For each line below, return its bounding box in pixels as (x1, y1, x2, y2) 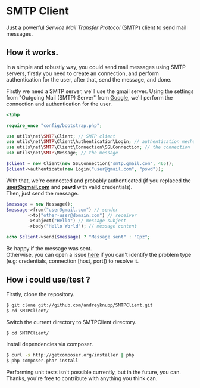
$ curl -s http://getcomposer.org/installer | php (6, 352, 135, 358)
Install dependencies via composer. (6, 341, 93, 348)
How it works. (6, 48, 58, 58)
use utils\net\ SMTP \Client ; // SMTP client (6, 133, 116, 139)
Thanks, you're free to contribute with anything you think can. (6, 375, 158, 382)
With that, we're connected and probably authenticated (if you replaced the (6, 177, 192, 184)
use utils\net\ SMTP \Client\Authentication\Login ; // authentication (6, 139, 180, 145)
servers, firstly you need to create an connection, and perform (6, 70, 159, 77)
